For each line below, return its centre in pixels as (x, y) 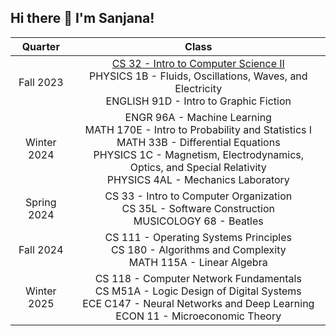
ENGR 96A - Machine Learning (198, 117)
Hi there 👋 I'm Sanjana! (82, 18)
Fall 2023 (41, 82)
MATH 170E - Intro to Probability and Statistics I (198, 129)
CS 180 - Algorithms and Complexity (198, 249)
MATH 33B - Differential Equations (198, 142)
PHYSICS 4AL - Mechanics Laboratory (198, 179)
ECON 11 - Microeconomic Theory (198, 316)
